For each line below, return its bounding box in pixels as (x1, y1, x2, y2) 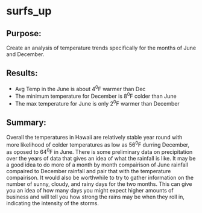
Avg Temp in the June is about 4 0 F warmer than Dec (14, 84, 146, 92)
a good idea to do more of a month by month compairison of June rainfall (6, 161, 189, 168)
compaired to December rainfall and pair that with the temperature (6, 167, 171, 174)
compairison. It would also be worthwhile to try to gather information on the (6, 174, 194, 181)
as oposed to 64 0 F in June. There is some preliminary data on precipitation (6, 147, 193, 155)
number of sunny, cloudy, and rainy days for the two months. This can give (6, 180, 192, 188)
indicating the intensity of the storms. (6, 199, 99, 206)
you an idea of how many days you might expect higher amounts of (6, 186, 174, 194)
